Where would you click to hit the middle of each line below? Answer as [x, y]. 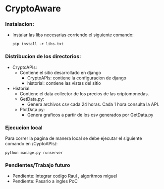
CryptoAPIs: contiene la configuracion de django [77, 78]
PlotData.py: [32, 109]
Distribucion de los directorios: [43, 57]
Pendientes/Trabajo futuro [38, 165]
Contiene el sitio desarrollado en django [60, 72]
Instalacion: [20, 24]
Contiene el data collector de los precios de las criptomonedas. [84, 94]
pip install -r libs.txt [38, 44]
